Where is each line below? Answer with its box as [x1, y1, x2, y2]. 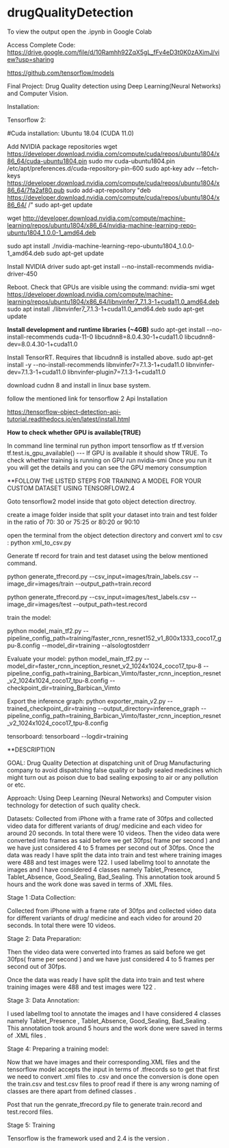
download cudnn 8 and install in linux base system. [7, 381, 151, 389]
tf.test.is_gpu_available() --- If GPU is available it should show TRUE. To [7, 449, 208, 457]
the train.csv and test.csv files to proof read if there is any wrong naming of [7, 1079, 220, 1088]
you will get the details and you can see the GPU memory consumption [7, 463, 207, 471]
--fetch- [196, 164, 219, 172]
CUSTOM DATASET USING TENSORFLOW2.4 [7, 483, 135, 492]
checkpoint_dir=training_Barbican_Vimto [7, 684, 121, 692]
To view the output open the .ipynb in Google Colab [7, 27, 152, 36]
